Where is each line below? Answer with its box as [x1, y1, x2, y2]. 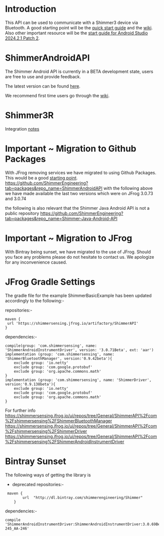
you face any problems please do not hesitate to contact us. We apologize [5, 254, 155, 260]
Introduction [5, 3, 57, 15]
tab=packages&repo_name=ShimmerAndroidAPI [5, 185, 102, 191]
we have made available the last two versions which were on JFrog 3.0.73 [5, 190, 153, 196]
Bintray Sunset [5, 456, 66, 467]
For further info [5, 407, 36, 413]
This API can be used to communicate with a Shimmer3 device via [5, 20, 138, 25]
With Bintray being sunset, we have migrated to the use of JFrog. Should [5, 248, 151, 255]
